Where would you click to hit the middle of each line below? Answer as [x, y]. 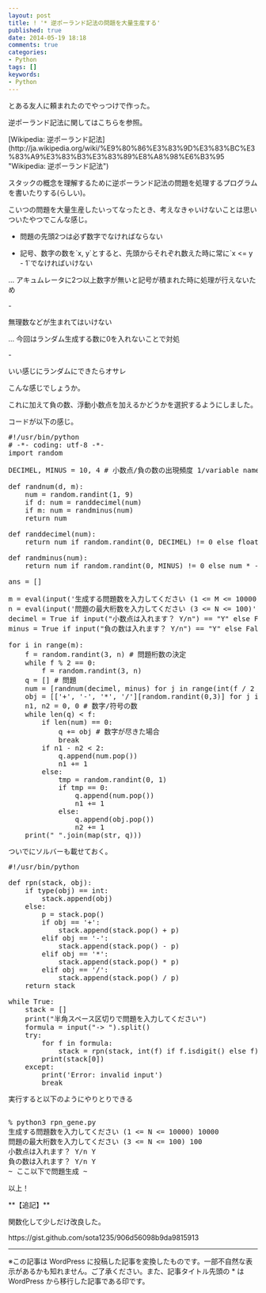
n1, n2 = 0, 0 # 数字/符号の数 [82, 706]
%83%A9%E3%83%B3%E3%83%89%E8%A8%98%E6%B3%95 [116, 156]
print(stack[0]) [73, 1059]
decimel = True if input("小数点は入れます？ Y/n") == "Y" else [129, 618]
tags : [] [23, 67]
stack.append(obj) [77, 898]
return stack [50, 986]
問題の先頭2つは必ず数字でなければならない [91, 236]
